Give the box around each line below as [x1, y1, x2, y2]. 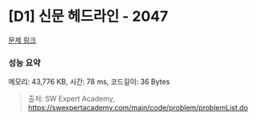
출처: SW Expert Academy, [27, 94, 115, 104]
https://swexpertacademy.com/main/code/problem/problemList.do [27, 103, 249, 113]
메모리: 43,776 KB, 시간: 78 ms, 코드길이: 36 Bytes [8, 77, 170, 86]
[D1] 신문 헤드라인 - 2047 [8, 7, 169, 26]
